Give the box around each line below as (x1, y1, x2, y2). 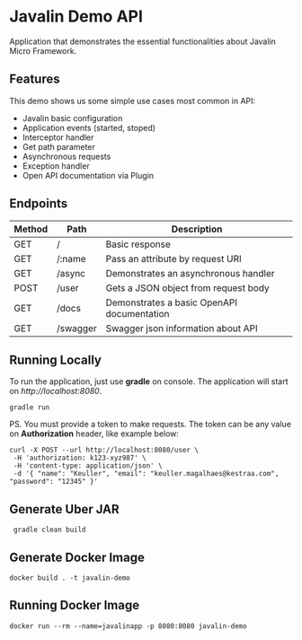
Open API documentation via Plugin (22, 170, 155, 180)
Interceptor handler (22, 132, 94, 143)
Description (171, 223, 223, 235)
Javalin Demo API (9, 6, 144, 27)
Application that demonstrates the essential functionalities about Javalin (9, 36, 277, 47)
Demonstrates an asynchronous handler (105, 267, 275, 279)
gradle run (9, 403, 50, 412)
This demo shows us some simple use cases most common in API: (9, 95, 256, 106)
